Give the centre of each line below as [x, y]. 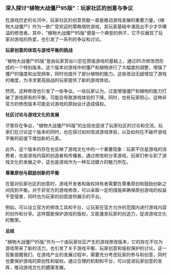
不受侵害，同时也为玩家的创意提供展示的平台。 [55, 197]
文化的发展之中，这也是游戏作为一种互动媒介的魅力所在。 [70, 162]
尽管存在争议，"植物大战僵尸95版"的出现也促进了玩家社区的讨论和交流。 [82, 126]
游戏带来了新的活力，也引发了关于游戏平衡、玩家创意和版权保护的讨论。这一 [86, 248]
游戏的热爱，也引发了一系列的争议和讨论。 [59, 39]
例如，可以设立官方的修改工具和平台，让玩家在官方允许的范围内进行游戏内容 [86, 208]
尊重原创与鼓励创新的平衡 [32, 173]
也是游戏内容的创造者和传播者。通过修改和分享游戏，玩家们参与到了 [90, 156]
